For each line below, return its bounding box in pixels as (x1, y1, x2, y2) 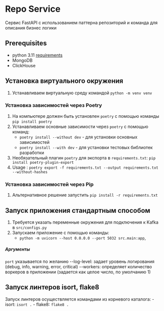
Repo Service (5, 3, 61, 15)
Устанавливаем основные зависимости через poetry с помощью (12, 124, 148, 130)
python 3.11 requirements (12, 52, 63, 58)
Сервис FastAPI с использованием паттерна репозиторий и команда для (5, 20, 158, 26)
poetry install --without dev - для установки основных (19, 134, 138, 140)
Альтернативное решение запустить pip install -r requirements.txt (12, 192, 158, 198)
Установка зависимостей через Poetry (5, 102, 102, 109)
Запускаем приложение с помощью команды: (12, 230, 109, 235)
